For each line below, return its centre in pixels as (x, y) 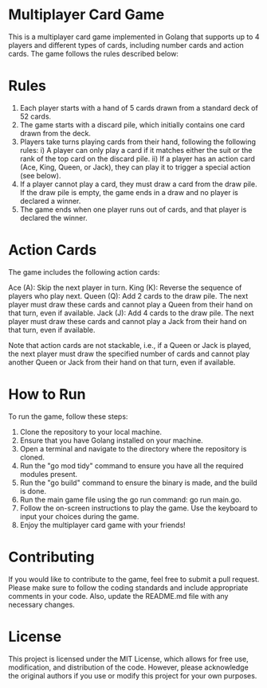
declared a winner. (50, 201)
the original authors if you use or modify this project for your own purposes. (133, 675)
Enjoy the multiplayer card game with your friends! (102, 525)
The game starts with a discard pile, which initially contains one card (132, 124)
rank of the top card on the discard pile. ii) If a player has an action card (137, 158)
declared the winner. (53, 217)
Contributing (51, 557)
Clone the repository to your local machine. (90, 432)
